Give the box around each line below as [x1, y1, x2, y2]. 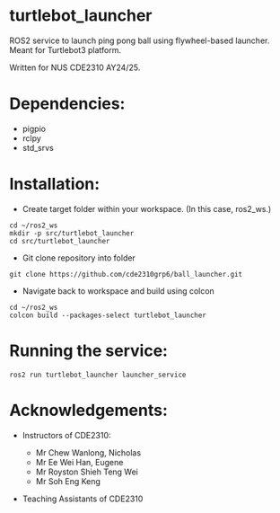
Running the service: [9, 341, 169, 360]
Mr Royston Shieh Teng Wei [35, 466, 139, 477]
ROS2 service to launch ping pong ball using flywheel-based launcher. [9, 35, 270, 46]
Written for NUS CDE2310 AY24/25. [9, 62, 141, 73]
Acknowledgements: [9, 400, 169, 420]
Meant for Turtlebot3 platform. [9, 44, 122, 55]
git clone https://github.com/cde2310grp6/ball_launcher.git [9, 270, 243, 279]
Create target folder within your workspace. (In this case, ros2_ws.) [22, 203, 272, 214]
